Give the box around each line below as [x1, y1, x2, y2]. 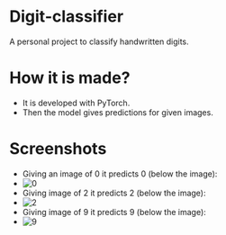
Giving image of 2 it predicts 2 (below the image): [22, 187, 206, 198]
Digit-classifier [9, 6, 124, 27]
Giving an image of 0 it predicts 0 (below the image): [22, 168, 218, 179]
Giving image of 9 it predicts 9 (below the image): [22, 206, 207, 217]
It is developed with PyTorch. [22, 97, 131, 108]
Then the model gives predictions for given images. [22, 106, 213, 118]
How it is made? [9, 68, 131, 88]
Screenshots [9, 139, 107, 159]
